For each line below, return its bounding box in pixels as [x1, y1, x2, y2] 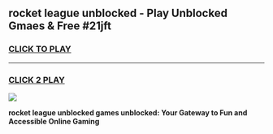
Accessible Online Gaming [8, 116, 100, 126]
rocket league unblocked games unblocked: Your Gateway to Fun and [8, 107, 248, 117]
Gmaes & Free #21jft [8, 19, 112, 33]
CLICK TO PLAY [8, 44, 71, 55]
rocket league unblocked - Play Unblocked [8, 6, 227, 20]
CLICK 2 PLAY [8, 74, 65, 85]
